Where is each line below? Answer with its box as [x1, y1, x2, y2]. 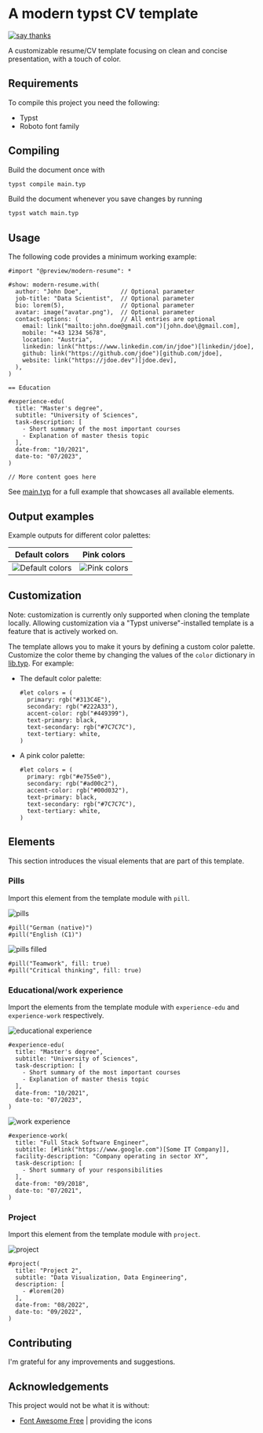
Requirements [8, 77, 79, 90]
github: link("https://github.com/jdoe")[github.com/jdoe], [22, 350, 223, 358]
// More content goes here [8, 473, 97, 481]
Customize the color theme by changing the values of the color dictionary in [8, 650, 255, 659]
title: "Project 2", [15, 1267, 82, 1275]
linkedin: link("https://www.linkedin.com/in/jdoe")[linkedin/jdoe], [22, 343, 255, 351]
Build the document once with [8, 165, 105, 174]
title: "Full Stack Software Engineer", [15, 1139, 149, 1147]
